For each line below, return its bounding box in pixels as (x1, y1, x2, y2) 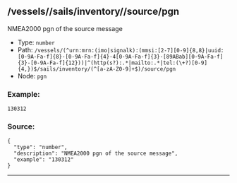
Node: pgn (17, 71, 47, 80)
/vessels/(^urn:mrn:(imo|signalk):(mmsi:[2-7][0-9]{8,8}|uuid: (34, 47, 224, 54)
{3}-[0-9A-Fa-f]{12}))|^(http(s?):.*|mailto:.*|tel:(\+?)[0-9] (17, 59, 208, 66)
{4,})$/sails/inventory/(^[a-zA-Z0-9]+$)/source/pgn (17, 65, 176, 73)
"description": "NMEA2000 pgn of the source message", (13, 150, 178, 158)
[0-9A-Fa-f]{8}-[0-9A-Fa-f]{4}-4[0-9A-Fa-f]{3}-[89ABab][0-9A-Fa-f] (17, 53, 224, 60)
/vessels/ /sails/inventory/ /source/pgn (7, 6, 180, 18)
